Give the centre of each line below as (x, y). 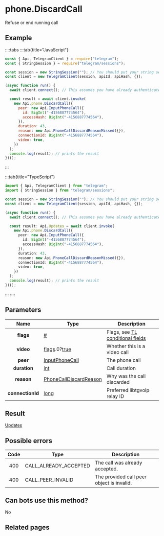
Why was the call (126, 376)
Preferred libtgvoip (128, 390)
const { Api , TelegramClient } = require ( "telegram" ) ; (62, 59)
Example (19, 38)
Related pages (27, 527)
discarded (118, 382)
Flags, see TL (122, 332)
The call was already (119, 463)
